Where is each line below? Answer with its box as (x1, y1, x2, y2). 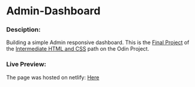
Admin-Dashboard (6, 4, 101, 18)
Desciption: (6, 26, 41, 34)
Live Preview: (6, 60, 47, 69)
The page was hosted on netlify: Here (6, 73, 100, 81)
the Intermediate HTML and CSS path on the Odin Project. (6, 45, 149, 52)
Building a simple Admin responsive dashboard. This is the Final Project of (6, 39, 190, 46)
